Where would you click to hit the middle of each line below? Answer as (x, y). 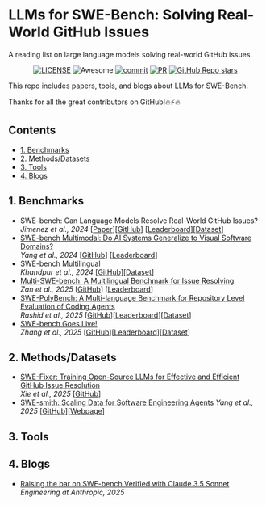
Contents (32, 130)
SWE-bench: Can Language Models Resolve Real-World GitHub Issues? (139, 221)
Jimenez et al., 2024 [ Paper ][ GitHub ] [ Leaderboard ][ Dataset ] (122, 229)
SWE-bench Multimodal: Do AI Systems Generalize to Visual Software (136, 238)
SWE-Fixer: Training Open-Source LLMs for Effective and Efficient (130, 377)
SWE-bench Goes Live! (59, 323)
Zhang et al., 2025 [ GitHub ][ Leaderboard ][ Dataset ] (105, 332)
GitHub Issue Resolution (60, 385)
